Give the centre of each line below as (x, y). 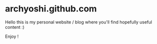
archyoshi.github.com (51, 9)
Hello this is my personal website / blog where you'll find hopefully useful (78, 22)
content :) (15, 27)
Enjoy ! (12, 36)
